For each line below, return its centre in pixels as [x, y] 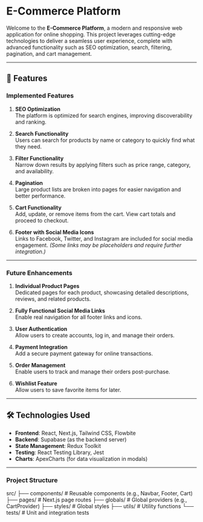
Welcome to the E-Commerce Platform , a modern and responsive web [95, 28]
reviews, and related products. [53, 299]
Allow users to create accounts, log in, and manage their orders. [95, 335]
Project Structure [32, 480]
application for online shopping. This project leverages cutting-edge [91, 34]
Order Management [40, 365]
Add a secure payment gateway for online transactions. [84, 353]
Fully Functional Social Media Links [60, 310]
